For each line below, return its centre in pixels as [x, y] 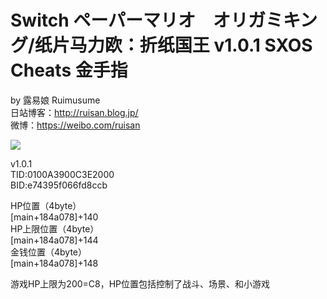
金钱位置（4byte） [49, 252]
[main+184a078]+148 [54, 263]
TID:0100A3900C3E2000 [62, 174]
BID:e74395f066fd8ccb [59, 185]
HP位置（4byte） [46, 205]
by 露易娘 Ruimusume [55, 100]
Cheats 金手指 [69, 70]
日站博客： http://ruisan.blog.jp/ [74, 112]
